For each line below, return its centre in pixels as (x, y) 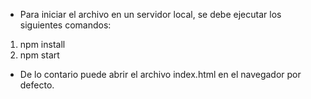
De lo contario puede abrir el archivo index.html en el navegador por (160, 74)
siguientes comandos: (65, 25)
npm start (39, 55)
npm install (42, 44)
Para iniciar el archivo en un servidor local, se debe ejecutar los (150, 14)
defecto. (37, 85)
